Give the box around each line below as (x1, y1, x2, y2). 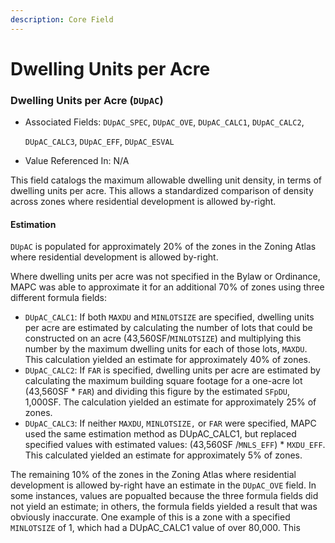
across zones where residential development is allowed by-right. (10, 196, 277, 208)
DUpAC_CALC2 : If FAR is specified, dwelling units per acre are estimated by (24, 364, 321, 376)
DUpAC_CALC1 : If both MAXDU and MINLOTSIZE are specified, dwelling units (24, 311, 315, 323)
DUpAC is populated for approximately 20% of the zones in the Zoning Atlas (10, 241, 317, 253)
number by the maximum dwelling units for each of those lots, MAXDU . (24, 343, 308, 355)
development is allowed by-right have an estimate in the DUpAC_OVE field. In (10, 479, 317, 491)
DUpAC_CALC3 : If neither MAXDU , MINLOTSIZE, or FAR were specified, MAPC (24, 417, 317, 430)
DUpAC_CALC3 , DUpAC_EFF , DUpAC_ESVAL (24, 136, 175, 148)
